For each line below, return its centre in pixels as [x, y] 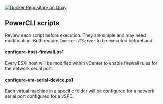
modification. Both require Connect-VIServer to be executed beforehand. [79, 40]
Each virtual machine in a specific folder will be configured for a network [80, 91]
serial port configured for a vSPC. [40, 96]
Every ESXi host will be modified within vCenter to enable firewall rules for [81, 63]
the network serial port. [29, 68]
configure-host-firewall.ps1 [34, 52]
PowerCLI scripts [32, 23]
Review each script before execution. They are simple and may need [76, 35]
